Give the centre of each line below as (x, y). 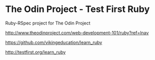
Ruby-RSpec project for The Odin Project (48, 23)
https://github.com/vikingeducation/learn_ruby (54, 42)
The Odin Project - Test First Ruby (77, 9)
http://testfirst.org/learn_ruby (36, 52)
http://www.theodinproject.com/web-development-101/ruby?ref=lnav (77, 32)
